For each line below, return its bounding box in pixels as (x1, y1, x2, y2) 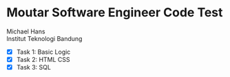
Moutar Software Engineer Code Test (6, 5, 223, 20)
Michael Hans (6, 27, 45, 35)
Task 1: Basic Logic (16, 48, 71, 56)
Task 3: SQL (16, 63, 51, 72)
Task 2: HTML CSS (16, 56, 70, 63)
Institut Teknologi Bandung (6, 34, 83, 42)
